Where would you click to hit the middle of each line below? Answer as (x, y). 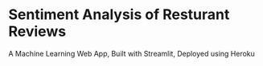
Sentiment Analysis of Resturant (119, 15)
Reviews (37, 31)
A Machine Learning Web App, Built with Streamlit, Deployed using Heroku (132, 53)
